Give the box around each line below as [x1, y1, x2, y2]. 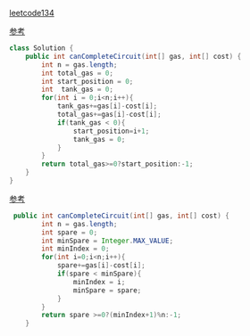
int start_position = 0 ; [41, 77, 134, 86]
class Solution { [9, 44, 74, 53]
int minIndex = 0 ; [41, 244, 110, 253]
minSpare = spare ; [72, 285, 142, 295]
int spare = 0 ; [41, 227, 98, 237]
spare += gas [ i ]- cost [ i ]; [56, 261, 146, 270]
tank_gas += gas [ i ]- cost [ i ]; [56, 102, 158, 111]
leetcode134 [9, 8, 55, 18]
